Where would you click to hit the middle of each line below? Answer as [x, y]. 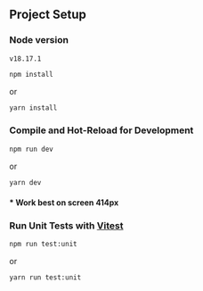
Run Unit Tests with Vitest [66, 225]
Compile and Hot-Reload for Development [101, 130]
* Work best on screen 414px [64, 203]
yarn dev [25, 182]
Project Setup [48, 15]
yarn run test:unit [45, 278]
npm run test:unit [43, 245]
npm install [31, 74]
